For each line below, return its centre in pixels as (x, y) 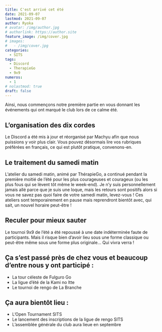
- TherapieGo (22, 69)
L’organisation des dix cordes (50, 125)
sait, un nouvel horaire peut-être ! (38, 205)
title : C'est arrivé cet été (34, 9)
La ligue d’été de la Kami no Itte (43, 282)
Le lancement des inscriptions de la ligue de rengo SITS (67, 319)
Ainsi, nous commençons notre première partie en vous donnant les (73, 105)
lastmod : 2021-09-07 (26, 18)
